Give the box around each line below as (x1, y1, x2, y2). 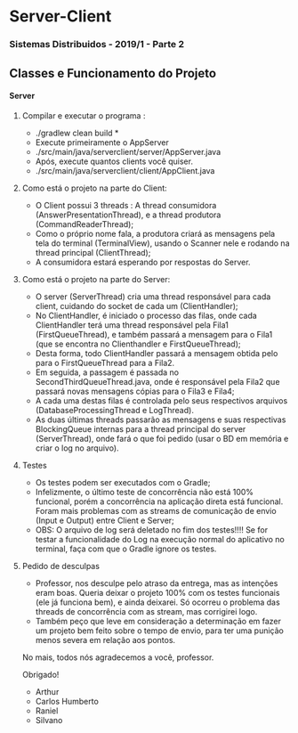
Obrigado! (21, 669, 60, 680)
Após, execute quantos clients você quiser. (35, 156, 194, 167)
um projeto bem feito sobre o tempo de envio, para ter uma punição (35, 625, 285, 636)
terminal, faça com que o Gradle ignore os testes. (35, 543, 217, 554)
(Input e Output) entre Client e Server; (35, 515, 175, 525)
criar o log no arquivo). (35, 443, 119, 453)
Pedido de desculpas (21, 560, 101, 571)
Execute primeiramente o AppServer (35, 136, 169, 148)
